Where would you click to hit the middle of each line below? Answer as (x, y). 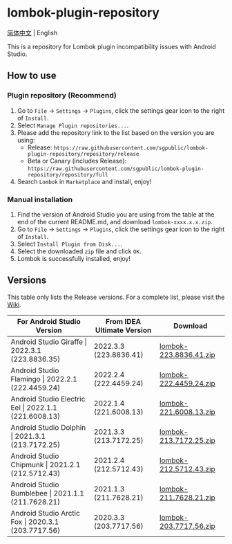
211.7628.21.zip (187, 498)
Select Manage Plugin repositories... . (73, 125)
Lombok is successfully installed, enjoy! (74, 258)
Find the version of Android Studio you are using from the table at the (116, 214)
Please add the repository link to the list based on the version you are (116, 132)
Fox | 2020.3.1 (35, 522)
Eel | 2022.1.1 (34, 408)
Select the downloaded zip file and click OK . (79, 251)
